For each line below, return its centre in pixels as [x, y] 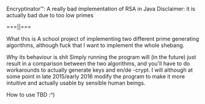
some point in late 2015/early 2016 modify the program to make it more [96, 76]
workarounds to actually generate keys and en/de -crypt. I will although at [100, 70]
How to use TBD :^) [31, 95]
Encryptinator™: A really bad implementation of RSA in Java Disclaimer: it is [101, 9]
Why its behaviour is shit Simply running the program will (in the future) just [101, 57]
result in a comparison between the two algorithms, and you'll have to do [98, 64]
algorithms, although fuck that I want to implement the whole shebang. [95, 45]
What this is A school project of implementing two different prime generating [103, 39]
